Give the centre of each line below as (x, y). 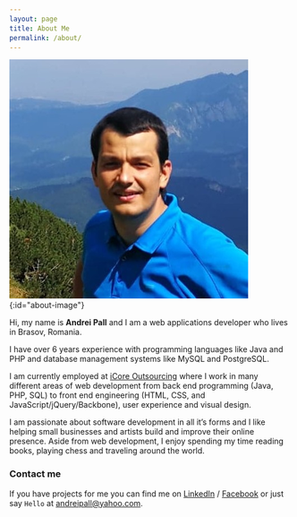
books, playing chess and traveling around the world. (107, 451)
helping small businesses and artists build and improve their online (132, 432)
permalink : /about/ (46, 38)
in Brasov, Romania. (46, 332)
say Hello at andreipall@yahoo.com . (76, 503)
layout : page (34, 19)
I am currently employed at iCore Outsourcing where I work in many (134, 376)
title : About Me (39, 28)
